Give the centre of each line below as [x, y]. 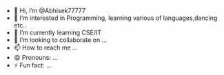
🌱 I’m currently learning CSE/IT [58, 32]
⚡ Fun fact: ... [32, 65]
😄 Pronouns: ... [36, 57]
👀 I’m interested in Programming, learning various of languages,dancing [115, 18]
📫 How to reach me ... [45, 47]
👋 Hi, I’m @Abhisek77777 [50, 11]
